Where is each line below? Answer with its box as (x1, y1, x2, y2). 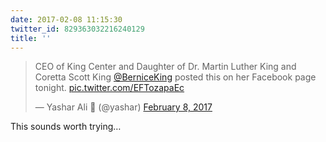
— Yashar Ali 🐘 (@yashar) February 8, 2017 (34, 101, 213, 113)
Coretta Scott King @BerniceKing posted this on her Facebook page (34, 71, 317, 83)
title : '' (10, 33, 52, 43)
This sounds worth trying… (10, 121, 122, 133)
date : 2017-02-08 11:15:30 (10, 14, 123, 25)
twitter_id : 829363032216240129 (10, 24, 145, 34)
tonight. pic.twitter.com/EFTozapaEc (34, 82, 185, 94)
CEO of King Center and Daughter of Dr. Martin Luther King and (34, 61, 297, 73)
